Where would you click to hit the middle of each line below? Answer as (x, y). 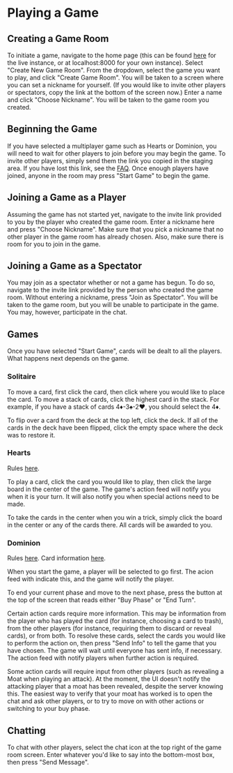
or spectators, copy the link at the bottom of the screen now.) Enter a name (115, 92)
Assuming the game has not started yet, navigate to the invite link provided (114, 214)
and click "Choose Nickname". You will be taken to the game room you (109, 100)
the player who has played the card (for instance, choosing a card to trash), (115, 621)
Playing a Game (53, 13)
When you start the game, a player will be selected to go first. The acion (111, 572)
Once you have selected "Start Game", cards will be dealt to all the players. (115, 351)
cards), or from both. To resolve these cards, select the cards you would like (116, 636)
